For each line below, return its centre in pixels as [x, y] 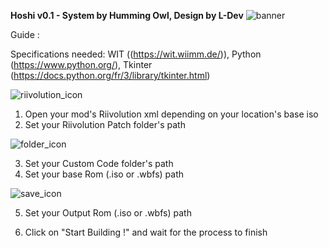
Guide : [25, 34]
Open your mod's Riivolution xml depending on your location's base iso [171, 114]
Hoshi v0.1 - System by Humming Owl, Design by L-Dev [127, 15]
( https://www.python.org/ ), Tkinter [81, 64]
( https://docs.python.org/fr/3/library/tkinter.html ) [110, 75]
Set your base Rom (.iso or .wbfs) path [104, 174]
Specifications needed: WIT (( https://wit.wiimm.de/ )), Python [136, 54]
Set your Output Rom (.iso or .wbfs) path [108, 213]
